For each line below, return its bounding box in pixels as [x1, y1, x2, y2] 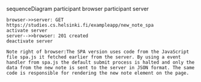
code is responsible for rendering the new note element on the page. [6, 70, 189, 76]
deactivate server [6, 38, 53, 44]
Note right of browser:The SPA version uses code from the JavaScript [6, 49, 189, 55]
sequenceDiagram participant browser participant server [6, 5, 149, 12]
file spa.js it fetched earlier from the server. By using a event [6, 54, 182, 60]
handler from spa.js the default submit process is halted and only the [6, 60, 195, 66]
